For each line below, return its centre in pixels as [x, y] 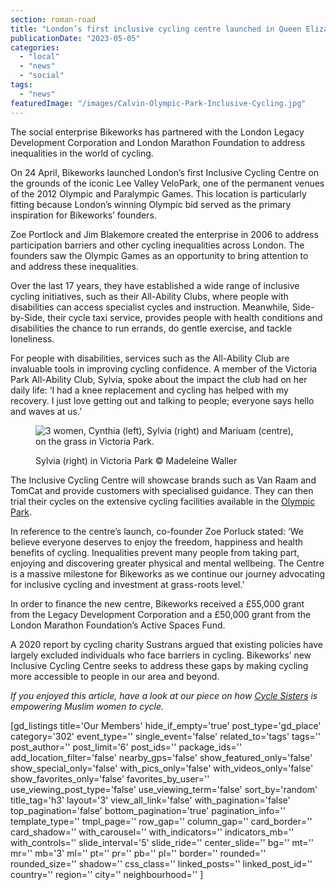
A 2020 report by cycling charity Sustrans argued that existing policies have [167, 644]
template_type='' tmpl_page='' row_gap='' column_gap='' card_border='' [161, 821]
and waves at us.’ [46, 411]
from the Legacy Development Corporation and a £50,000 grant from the [161, 614]
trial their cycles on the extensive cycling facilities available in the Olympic [163, 501]
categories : [35, 47]
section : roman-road [53, 19]
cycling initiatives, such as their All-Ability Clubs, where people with [149, 296]
